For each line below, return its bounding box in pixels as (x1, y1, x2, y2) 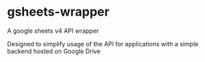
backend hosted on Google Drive (7, 47, 101, 55)
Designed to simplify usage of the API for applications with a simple (7, 40, 199, 48)
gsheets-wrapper (7, 4, 110, 20)
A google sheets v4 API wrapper (7, 27, 100, 35)
